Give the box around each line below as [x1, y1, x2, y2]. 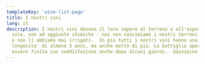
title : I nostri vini [6, 15, 62, 21]
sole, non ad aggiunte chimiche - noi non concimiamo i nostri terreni [12, 32, 198, 38]
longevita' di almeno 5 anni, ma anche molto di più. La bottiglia [12, 43, 187, 49]
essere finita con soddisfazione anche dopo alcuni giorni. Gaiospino [12, 49, 198, 55]
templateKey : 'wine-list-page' [6, 9, 86, 15]
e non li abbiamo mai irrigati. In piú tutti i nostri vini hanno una [12, 37, 198, 43]
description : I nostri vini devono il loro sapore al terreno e [6, 26, 173, 32]
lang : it [6, 20, 29, 26]
